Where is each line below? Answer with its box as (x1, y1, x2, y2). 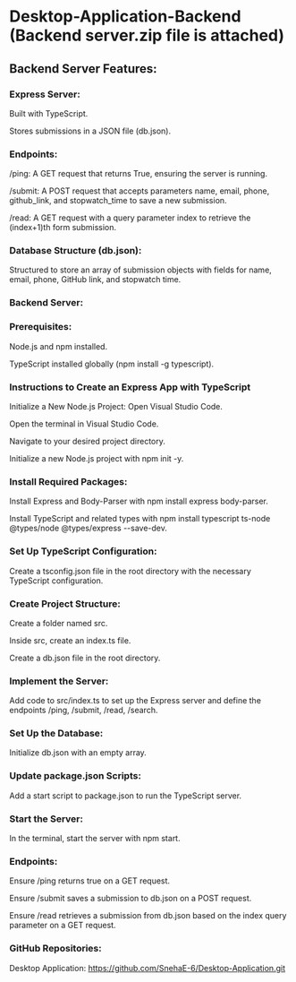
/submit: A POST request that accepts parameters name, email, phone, (9, 185, 270, 196)
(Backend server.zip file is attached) (9, 25, 284, 46)
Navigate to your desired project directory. (9, 435, 165, 446)
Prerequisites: (9, 321, 72, 333)
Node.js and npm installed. (9, 340, 108, 351)
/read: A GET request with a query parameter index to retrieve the (9, 212, 251, 223)
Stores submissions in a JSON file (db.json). (9, 125, 172, 136)
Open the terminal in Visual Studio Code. (9, 418, 159, 429)
